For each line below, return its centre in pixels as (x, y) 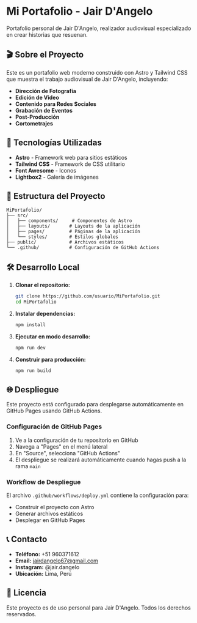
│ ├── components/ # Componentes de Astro (69, 221)
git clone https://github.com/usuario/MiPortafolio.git (88, 296)
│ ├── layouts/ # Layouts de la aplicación (73, 226)
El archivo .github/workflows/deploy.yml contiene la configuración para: (98, 495)
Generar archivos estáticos (49, 513)
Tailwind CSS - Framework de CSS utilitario (70, 164)
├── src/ (17, 215)
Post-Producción (37, 117)
